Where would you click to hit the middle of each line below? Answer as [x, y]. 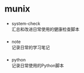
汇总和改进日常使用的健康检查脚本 [45, 29]
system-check [26, 24]
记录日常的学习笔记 [31, 47]
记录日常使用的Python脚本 [38, 65]
